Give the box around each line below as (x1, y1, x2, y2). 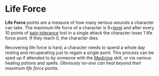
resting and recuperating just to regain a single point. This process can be (5, 50, 154, 56)
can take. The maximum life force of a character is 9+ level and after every (5, 24, 154, 30)
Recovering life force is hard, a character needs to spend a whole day (5, 44, 145, 50)
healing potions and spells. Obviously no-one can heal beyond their (5, 60, 142, 66)
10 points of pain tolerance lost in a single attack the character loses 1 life (5, 30, 153, 36)
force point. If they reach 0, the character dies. (5, 35, 99, 41)
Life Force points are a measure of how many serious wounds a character (5, 19, 154, 25)
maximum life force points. (5, 65, 59, 71)
